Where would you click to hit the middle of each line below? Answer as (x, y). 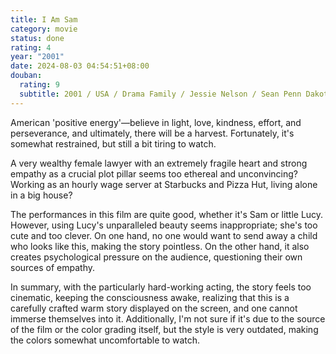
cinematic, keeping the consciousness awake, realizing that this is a (150, 297)
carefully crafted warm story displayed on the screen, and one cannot (154, 308)
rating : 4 (31, 47)
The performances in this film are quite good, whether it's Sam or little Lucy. (167, 214)
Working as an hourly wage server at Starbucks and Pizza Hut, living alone (164, 184)
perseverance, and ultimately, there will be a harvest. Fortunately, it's (152, 133)
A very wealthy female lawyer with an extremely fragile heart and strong (159, 163)
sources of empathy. (53, 267)
